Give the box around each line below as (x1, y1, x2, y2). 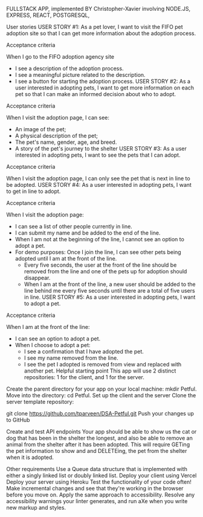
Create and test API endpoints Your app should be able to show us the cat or (6, 428, 197, 435)
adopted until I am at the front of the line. (14, 255, 117, 262)
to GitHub (6, 417, 30, 423)
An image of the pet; (14, 126, 66, 132)
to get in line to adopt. (6, 187, 61, 195)
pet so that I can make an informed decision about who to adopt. (14, 91, 176, 97)
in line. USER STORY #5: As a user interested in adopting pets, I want (24, 293, 196, 301)
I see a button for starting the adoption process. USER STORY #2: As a (14, 78, 191, 85)
